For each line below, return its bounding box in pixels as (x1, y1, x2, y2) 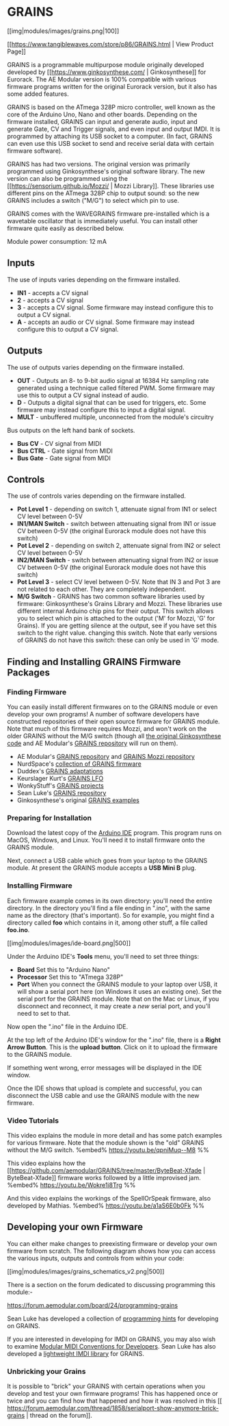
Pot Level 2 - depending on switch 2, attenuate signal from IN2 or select (16, 542, 221, 550)
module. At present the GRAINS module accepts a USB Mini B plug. (7, 864, 197, 872)
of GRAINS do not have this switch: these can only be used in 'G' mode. (16, 636, 219, 645)
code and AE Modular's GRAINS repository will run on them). (7, 739, 178, 747)
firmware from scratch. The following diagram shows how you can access (7, 1247, 216, 1255)
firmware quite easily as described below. (7, 224, 124, 232)
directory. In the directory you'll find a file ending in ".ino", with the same (7, 903, 211, 912)
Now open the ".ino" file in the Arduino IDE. (7, 1022, 129, 1031)
